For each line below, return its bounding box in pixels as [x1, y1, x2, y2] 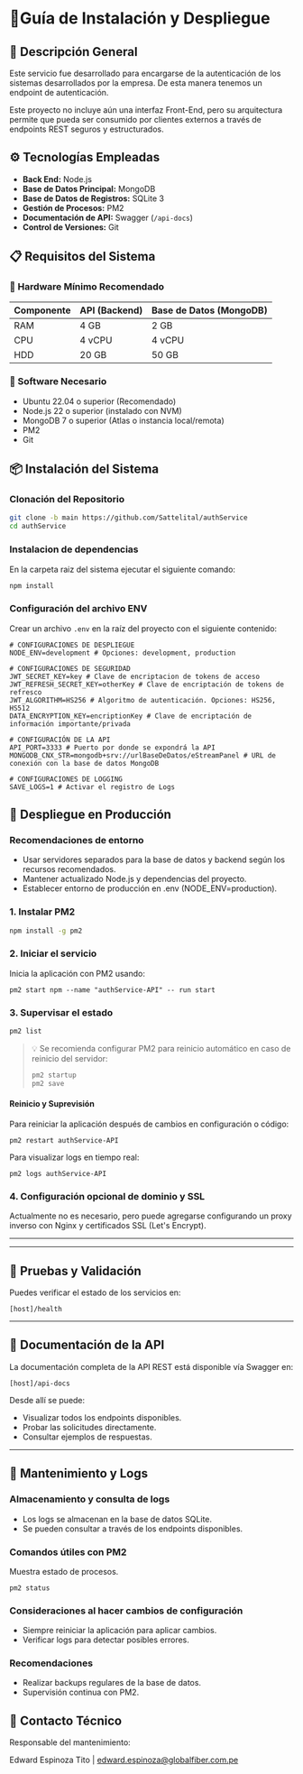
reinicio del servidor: [31, 1053, 108, 1064]
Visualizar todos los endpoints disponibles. [22, 1411, 182, 1423]
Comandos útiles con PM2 [9, 1546, 127, 1558]
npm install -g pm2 [9, 926, 83, 935]
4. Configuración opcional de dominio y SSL [9, 1190, 206, 1202]
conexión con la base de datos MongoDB [9, 758, 160, 768]
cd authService [9, 522, 67, 531]
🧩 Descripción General [9, 44, 138, 60]
